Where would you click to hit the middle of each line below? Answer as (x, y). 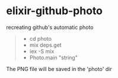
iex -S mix (42, 51)
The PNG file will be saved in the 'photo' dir (59, 69)
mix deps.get (45, 45)
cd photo (41, 38)
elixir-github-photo (54, 11)
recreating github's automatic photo (50, 27)
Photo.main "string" (54, 57)
